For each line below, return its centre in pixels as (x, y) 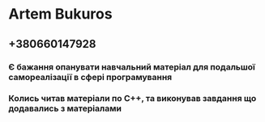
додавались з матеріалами (65, 108)
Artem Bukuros (60, 14)
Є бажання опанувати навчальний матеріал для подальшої (132, 67)
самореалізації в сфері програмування (90, 77)
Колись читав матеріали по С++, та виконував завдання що (132, 99)
